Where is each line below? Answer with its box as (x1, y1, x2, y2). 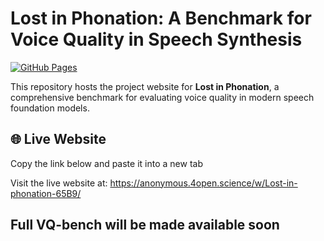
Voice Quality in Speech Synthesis (10, 28, 303, 51)
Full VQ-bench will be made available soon (10, 217, 280, 234)
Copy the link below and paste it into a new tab (10, 157, 203, 169)
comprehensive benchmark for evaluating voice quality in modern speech (10, 91, 315, 103)
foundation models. (10, 102, 90, 114)
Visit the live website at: (10, 177, 108, 189)
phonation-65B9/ (10, 187, 82, 199)
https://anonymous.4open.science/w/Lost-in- (109, 177, 298, 189)
